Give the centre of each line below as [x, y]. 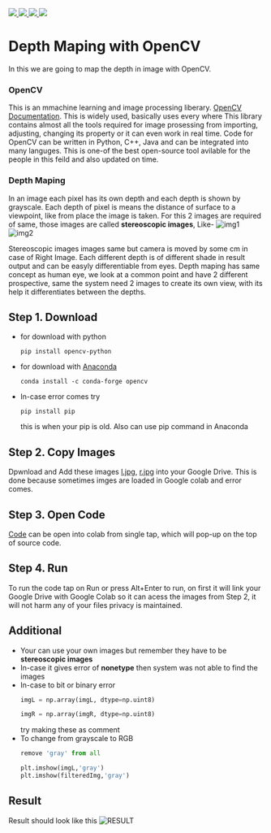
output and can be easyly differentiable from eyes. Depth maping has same [134, 266]
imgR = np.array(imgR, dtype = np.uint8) [88, 714]
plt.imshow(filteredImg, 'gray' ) [75, 776]
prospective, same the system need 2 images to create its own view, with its [135, 283]
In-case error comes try [60, 397]
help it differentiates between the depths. [77, 292]
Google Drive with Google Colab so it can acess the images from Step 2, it [132, 597]
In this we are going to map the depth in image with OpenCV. [110, 68]
